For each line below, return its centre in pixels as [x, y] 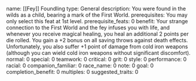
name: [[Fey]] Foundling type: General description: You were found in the [96, 9]
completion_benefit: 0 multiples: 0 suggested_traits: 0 [72, 72]
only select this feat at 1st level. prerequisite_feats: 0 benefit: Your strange [97, 21]
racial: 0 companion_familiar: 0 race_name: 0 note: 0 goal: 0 [80, 66]
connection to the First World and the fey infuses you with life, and [88, 27]
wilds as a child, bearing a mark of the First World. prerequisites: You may [97, 15]
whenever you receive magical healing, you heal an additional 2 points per [98, 34]
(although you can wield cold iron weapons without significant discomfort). [99, 53]
